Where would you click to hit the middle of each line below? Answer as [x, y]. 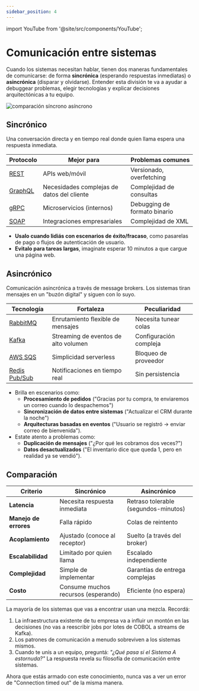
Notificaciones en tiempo [87, 371]
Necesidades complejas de [81, 187]
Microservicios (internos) [78, 208]
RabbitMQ [23, 323]
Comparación [32, 475]
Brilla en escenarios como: [47, 393]
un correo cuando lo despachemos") [68, 405]
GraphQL [22, 191]
